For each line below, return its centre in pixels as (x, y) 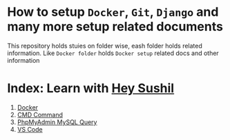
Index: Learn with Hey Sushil (91, 89)
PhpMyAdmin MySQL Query (57, 122)
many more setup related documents (115, 27)
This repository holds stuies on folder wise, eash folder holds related (105, 46)
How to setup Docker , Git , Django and (113, 12)
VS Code (30, 129)
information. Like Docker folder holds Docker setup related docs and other (113, 53)
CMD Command (40, 114)
